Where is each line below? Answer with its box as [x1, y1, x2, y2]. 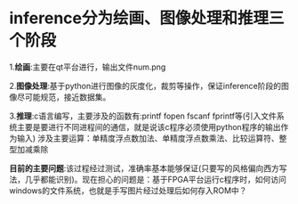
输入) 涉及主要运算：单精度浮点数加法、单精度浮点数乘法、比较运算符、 [16, 133, 280, 143]
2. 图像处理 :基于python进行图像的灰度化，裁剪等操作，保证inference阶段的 [9, 80, 282, 91]
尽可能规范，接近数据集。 [16, 91, 111, 102]
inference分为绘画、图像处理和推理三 [9, 8, 285, 29]
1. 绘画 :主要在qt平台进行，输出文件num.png [9, 61, 166, 72]
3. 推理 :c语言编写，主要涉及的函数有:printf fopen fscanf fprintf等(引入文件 [9, 110, 278, 121]
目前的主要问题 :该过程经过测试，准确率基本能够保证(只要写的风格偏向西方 [9, 162, 280, 174]
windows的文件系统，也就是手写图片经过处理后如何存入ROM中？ [9, 184, 247, 196]
